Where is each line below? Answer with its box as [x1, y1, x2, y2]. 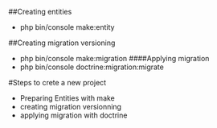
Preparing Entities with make [19, 93, 115, 103]
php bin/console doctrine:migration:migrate [19, 62, 165, 72]
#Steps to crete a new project [8, 78, 107, 87]
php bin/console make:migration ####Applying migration [19, 54, 210, 63]
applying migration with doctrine [19, 110, 128, 120]
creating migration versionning [19, 102, 122, 111]
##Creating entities [8, 7, 72, 16]
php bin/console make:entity [19, 23, 115, 31]
